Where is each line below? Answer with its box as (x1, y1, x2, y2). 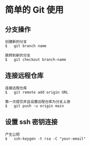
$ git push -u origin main (5, 103, 64, 108)
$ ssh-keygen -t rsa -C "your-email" (5, 136, 86, 141)
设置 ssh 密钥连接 (5, 118, 58, 126)
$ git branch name (5, 44, 47, 49)
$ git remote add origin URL (5, 90, 69, 95)
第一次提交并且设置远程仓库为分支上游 (5, 99, 71, 104)
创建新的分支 (5, 39, 27, 44)
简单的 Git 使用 (5, 4, 64, 16)
